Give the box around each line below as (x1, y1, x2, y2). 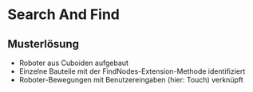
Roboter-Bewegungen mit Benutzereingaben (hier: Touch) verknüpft (18, 75, 244, 84)
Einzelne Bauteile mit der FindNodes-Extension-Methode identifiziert (18, 67, 246, 76)
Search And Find (7, 6, 121, 24)
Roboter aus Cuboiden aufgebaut (18, 58, 129, 67)
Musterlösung (7, 37, 80, 51)
